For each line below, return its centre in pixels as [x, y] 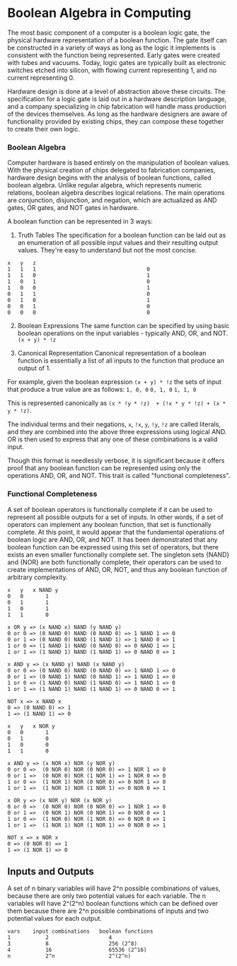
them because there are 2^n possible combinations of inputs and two [108, 911]
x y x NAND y [33, 590]
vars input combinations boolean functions [80, 931]
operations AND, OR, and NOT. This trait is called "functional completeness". [119, 476]
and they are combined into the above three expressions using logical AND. [117, 432]
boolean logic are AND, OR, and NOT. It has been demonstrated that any [112, 540]
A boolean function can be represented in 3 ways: [80, 221]
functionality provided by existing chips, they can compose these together [116, 121]
